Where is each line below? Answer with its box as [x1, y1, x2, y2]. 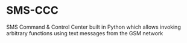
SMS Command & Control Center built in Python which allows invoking [6, 23, 181, 30]
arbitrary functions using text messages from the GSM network [6, 29, 163, 36]
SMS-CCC [6, 4, 59, 17]
